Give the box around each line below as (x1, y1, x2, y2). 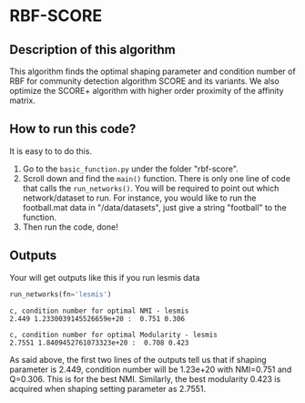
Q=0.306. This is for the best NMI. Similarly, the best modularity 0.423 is (9, 373, 281, 384)
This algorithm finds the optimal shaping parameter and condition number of (9, 66, 296, 77)
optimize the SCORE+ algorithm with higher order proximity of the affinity (9, 86, 284, 96)
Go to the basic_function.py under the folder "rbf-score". (22, 163, 239, 174)
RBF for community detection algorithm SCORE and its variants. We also (9, 76, 280, 87)
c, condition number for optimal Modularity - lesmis (9, 330, 219, 339)
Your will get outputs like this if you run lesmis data (9, 272, 200, 283)
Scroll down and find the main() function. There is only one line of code (22, 172, 291, 183)
